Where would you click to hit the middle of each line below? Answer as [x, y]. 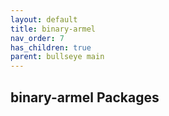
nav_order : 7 [37, 38]
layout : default [44, 19]
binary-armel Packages [85, 97]
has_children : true [51, 47]
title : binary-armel [53, 29]
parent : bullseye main [57, 57]
